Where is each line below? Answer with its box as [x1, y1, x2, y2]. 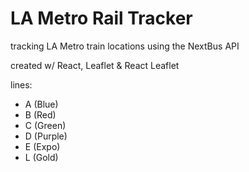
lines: [10, 78, 33, 91]
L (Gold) [24, 151, 59, 163]
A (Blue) [24, 98, 59, 110]
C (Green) [24, 119, 67, 131]
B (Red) [24, 108, 57, 121]
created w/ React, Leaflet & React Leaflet [10, 59, 180, 71]
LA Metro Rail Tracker [10, 7, 193, 30]
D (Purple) [24, 130, 68, 142]
